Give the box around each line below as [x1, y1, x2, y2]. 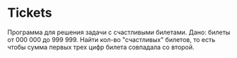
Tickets [7, 5, 52, 21]
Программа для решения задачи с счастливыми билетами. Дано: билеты [7, 28, 231, 36]
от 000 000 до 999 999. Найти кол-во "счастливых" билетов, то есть [7, 35, 216, 43]
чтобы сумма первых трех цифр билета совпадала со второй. [7, 43, 195, 51]
